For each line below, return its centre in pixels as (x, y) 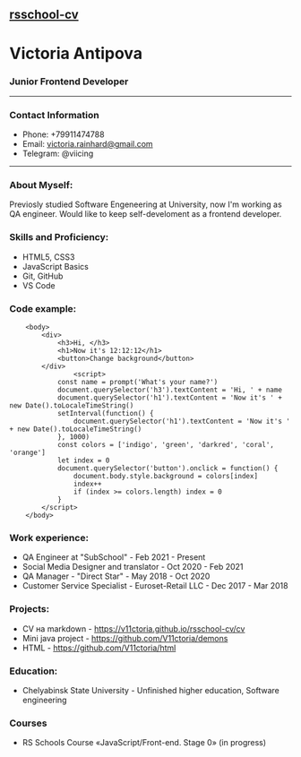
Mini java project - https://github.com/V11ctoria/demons (125, 638)
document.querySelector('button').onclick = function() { (168, 469)
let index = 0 (83, 460)
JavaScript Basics (56, 266)
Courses (28, 723)
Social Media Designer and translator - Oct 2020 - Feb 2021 (133, 567)
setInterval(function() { (105, 414)
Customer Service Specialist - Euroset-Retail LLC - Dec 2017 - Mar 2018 (155, 586)
